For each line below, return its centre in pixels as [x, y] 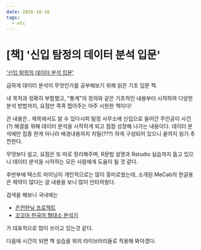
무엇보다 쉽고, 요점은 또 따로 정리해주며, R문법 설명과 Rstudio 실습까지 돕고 [94, 154]
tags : [13, 18]
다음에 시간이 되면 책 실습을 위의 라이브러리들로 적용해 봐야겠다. [81, 241]
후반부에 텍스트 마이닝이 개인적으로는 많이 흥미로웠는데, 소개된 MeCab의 [92, 175]
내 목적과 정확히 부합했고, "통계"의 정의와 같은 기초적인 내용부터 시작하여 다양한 [100, 98]
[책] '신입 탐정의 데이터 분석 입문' [84, 55]
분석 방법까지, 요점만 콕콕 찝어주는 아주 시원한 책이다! [69, 106]
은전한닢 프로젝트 [35, 208]
